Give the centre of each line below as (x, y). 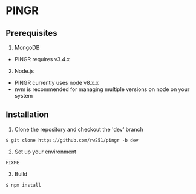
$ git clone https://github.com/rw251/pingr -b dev (72, 140)
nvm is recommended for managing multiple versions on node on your (102, 89)
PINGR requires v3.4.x (42, 59)
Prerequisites (31, 33)
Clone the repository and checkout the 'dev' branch (79, 129)
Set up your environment (45, 152)
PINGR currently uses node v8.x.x (57, 83)
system (24, 95)
